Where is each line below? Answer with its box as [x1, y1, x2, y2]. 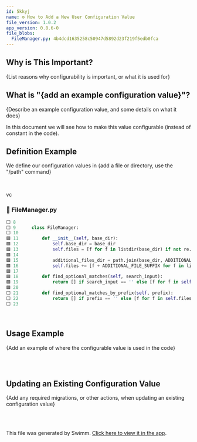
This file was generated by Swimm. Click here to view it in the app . [6, 430, 167, 437]
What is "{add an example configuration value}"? [6, 90, 191, 100]
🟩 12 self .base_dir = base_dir [6, 241, 116, 247]
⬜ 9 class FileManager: [6, 224, 79, 231]
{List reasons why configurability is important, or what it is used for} [6, 73, 170, 80]
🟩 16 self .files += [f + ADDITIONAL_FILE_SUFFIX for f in [6, 262, 184, 269]
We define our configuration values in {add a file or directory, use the [6, 162, 173, 169]
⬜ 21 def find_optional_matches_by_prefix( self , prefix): [6, 290, 174, 296]
